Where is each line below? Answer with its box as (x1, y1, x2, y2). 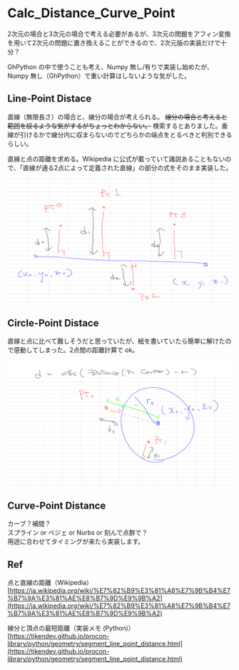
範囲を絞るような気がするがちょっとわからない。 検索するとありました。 (7, 121, 222, 130)
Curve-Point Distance (7, 500, 106, 512)
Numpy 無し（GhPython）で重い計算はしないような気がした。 (7, 71, 191, 80)
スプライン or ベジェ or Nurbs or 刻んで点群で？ (7, 529, 148, 537)
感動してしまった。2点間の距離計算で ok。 (13, 346, 139, 354)
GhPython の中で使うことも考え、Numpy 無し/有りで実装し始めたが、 (7, 62, 214, 71)
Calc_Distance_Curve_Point (7, 5, 176, 21)
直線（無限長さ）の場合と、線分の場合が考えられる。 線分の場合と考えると (7, 112, 228, 121)
